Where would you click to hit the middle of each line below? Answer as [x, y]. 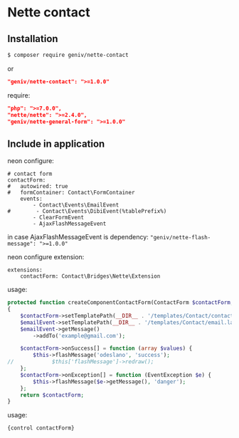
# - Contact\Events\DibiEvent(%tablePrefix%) [87, 212]
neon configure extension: [46, 257]
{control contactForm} [41, 428]
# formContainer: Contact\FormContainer [71, 193]
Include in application [56, 144]
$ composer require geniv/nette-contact [68, 55]
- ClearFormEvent [58, 218]
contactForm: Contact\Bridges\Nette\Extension [90, 276]
